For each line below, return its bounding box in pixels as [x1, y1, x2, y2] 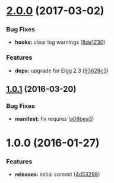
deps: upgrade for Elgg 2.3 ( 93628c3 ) [14, 67, 109, 74]
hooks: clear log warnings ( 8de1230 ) [14, 38, 106, 46]
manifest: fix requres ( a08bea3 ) [14, 115, 94, 123]
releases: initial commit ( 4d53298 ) [14, 171, 100, 178]
